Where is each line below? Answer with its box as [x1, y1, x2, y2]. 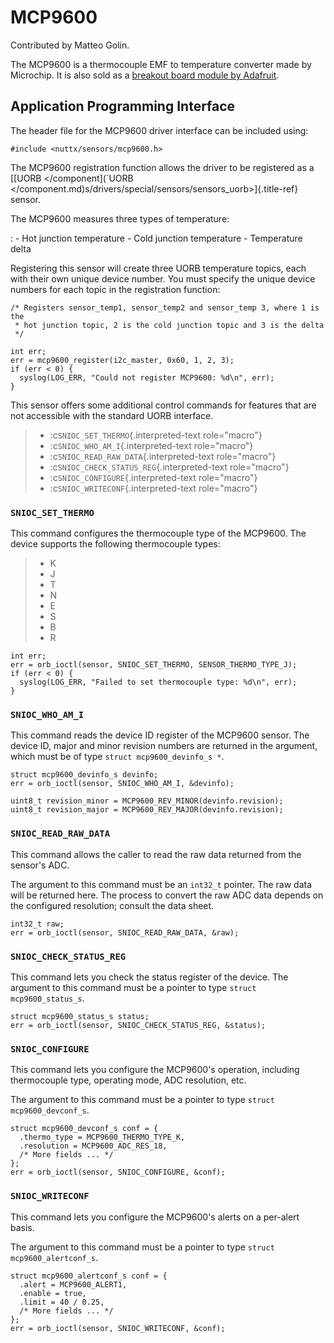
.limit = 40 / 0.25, [19, 1297, 105, 1307]
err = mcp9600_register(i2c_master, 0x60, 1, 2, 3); [10, 355, 235, 365]
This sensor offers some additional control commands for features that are [10, 399, 317, 411]
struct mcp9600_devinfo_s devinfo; [10, 770, 159, 780]
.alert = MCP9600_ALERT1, [19, 1279, 128, 1290]
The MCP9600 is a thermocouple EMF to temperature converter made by [10, 58, 312, 70]
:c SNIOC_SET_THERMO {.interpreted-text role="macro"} [49, 429, 263, 441]
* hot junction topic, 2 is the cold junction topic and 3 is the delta [14, 320, 325, 330]
